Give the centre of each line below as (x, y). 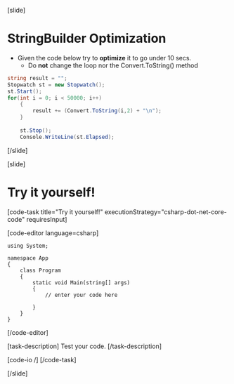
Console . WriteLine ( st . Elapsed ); (67, 137)
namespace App (28, 258)
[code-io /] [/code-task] (42, 359)
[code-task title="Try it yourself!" (55, 212)
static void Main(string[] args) (82, 283)
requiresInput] (47, 219)
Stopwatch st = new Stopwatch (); (56, 85)
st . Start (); (25, 91)
